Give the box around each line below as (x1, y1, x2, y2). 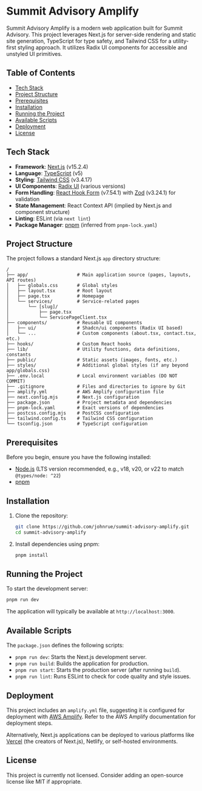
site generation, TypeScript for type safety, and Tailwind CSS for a (6, 37, 172, 44)
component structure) (15, 208, 70, 215)
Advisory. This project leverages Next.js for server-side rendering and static (6, 30, 197, 38)
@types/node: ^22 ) (15, 472, 61, 479)
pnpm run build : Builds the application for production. (15, 660, 149, 667)
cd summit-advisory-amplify (15, 529, 86, 536)
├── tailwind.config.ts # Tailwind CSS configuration (6, 415, 153, 422)
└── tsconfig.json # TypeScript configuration (6, 421, 148, 427)
